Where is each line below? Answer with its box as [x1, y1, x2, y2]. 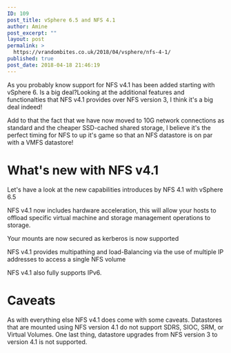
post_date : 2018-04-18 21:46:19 [7, 62, 100, 69]
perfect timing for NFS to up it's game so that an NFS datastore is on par [7, 131, 213, 139]
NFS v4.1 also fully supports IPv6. [7, 268, 102, 277]
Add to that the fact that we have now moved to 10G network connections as [7, 116, 225, 125]
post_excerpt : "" [7, 29, 57, 37]
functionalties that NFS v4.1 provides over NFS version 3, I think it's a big [7, 95, 214, 104]
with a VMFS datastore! [7, 138, 74, 146]
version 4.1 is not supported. [7, 337, 88, 346]
